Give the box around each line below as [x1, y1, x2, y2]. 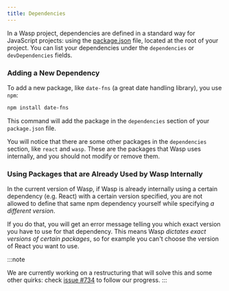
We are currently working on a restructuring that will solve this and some [7, 269, 213, 277]
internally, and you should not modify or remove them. [7, 152, 160, 160]
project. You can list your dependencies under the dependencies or [7, 43, 195, 52]
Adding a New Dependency [7, 68, 100, 78]
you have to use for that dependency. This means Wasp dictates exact [7, 228, 206, 236]
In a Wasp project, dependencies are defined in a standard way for [7, 29, 195, 37]
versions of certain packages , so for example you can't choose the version [7, 235, 219, 243]
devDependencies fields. [7, 51, 73, 59]
